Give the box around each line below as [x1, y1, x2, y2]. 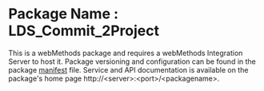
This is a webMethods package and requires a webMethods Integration [8, 48, 243, 57]
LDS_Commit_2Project [8, 22, 160, 40]
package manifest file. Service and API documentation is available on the [8, 65, 249, 74]
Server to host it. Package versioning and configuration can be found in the [8, 57, 256, 66]
